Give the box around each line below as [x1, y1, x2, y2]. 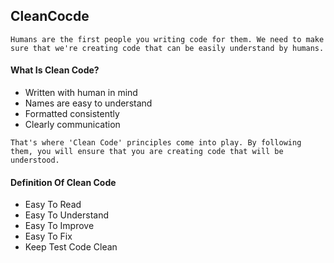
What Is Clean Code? [10, 64, 100, 76]
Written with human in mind [24, 87, 138, 99]
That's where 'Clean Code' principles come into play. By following [10, 138, 302, 148]
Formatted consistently [24, 108, 120, 120]
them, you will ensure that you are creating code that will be [10, 147, 284, 157]
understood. [10, 155, 60, 166]
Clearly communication [24, 119, 121, 131]
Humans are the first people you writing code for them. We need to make [10, 34, 325, 44]
